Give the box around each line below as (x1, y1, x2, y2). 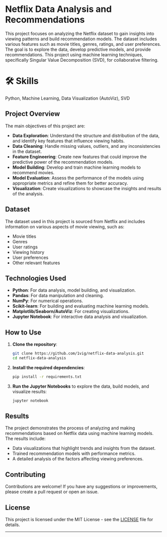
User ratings (12, 244, 38, 250)
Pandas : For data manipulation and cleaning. (12, 293, 104, 299)
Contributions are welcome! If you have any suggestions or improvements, (5, 484, 158, 490)
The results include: (5, 435, 46, 441)
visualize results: (12, 388, 47, 394)
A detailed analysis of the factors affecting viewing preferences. (12, 456, 144, 462)
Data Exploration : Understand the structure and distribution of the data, (12, 132, 160, 138)
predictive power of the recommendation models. (12, 159, 114, 165)
